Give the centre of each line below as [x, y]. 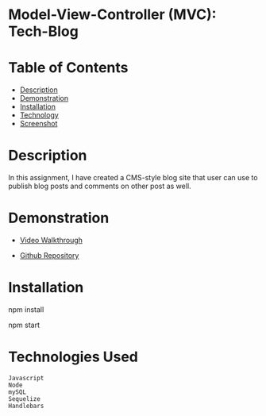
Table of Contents [68, 68]
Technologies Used [73, 357]
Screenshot [39, 124]
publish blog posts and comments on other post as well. [100, 186]
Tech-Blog [44, 31]
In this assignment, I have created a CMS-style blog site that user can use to [133, 178]
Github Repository [49, 255]
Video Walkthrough [51, 240]
